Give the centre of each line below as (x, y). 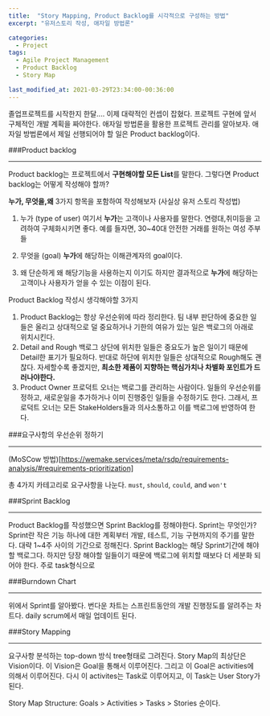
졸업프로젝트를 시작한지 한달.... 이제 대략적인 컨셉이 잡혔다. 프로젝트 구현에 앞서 (133, 113)
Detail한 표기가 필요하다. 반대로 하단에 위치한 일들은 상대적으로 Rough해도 (136, 357)
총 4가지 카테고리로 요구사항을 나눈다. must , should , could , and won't (118, 484)
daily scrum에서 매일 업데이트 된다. (81, 615)
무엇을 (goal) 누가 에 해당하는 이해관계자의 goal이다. (101, 255)
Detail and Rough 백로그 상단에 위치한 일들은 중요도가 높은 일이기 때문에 (134, 347)
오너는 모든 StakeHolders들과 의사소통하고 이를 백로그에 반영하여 (144, 407)
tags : (17, 53)
